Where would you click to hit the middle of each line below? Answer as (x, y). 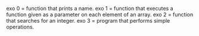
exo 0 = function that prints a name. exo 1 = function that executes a (90, 8)
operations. (20, 27)
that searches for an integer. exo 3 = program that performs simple (88, 21)
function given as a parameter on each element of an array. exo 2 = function (100, 15)
